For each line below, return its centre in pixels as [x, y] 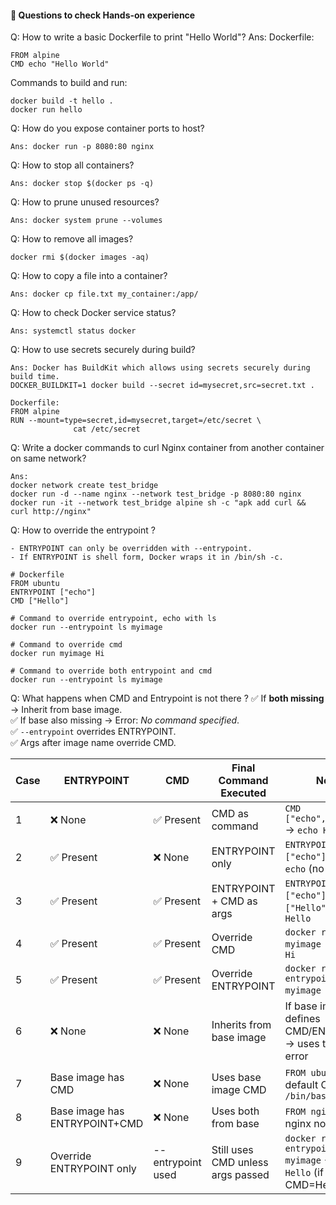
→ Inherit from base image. [66, 710]
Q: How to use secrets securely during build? [103, 350]
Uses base [236, 1078]
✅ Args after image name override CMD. [93, 743]
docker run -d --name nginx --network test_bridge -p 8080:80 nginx [156, 494]
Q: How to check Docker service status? [93, 313]
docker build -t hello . [62, 101]
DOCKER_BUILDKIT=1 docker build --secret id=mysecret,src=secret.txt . [162, 386]
